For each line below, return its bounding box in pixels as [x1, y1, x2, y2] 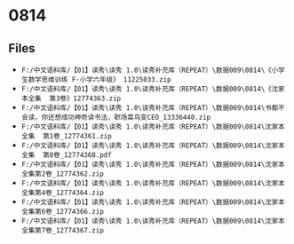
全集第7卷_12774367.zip [20, 226, 104, 235]
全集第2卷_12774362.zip [20, 169, 104, 178]
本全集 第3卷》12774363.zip [20, 94, 122, 103]
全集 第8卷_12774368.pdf [20, 151, 112, 160]
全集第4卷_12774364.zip [20, 188, 104, 197]
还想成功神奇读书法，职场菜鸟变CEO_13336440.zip [47, 113, 211, 122]
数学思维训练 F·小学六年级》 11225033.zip [28, 75, 171, 84]
